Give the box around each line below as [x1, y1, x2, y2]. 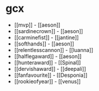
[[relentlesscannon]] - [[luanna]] [14, 46, 94, 53]
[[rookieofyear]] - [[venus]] [14, 77, 81, 84]
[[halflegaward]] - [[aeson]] [14, 53, 82, 60]
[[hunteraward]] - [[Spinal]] [14, 58, 81, 66]
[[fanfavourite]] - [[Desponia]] [14, 71, 88, 79]
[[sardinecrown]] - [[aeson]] [14, 27, 84, 34]
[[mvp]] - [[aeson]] [14, 21, 60, 28]
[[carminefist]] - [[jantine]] [14, 34, 79, 41]
